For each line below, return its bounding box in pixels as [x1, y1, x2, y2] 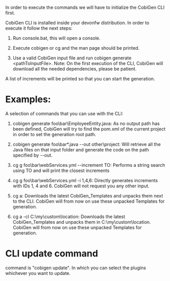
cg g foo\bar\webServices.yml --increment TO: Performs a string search [12, 162, 165, 168]
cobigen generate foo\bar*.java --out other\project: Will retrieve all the [12, 141, 161, 147]
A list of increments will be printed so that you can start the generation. [5, 76, 155, 81]
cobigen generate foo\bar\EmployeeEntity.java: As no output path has [12, 120, 160, 126]
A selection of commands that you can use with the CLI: [5, 110, 123, 117]
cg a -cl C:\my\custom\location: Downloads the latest [12, 213, 125, 220]
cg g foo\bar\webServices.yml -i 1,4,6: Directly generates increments [12, 177, 158, 183]
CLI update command [5, 248, 98, 260]
